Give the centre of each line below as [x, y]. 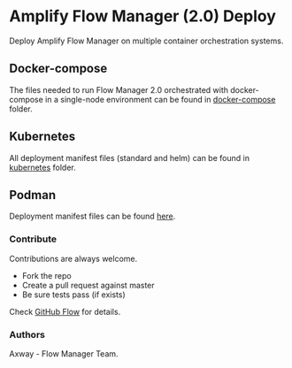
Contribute [33, 239]
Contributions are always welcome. [73, 258]
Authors [27, 334]
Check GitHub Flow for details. [65, 311]
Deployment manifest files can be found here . [92, 216]
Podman [32, 195]
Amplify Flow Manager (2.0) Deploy [143, 16]
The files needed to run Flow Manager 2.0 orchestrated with [119, 89]
